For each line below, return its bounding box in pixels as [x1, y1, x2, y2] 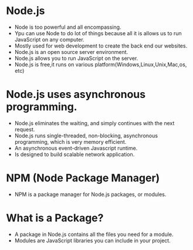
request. [14, 126, 35, 133]
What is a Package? [6, 211, 104, 224]
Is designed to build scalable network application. [14, 151, 135, 158]
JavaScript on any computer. [14, 36, 84, 43]
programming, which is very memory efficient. [14, 138, 127, 145]
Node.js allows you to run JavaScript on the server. [14, 55, 138, 62]
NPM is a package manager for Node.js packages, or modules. [14, 191, 167, 198]
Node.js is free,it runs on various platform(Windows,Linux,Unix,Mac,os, [14, 60, 187, 68]
